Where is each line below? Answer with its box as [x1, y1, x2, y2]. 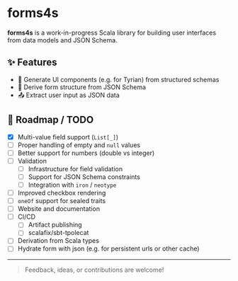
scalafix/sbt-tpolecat [28, 229, 89, 237]
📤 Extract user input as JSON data [17, 91, 120, 99]
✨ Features [7, 57, 57, 69]
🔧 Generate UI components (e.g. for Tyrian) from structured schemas [17, 75, 220, 84]
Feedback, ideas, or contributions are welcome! [24, 265, 164, 274]
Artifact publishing [28, 221, 83, 229]
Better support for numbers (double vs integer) [17, 149, 155, 157]
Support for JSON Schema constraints [28, 172, 140, 181]
